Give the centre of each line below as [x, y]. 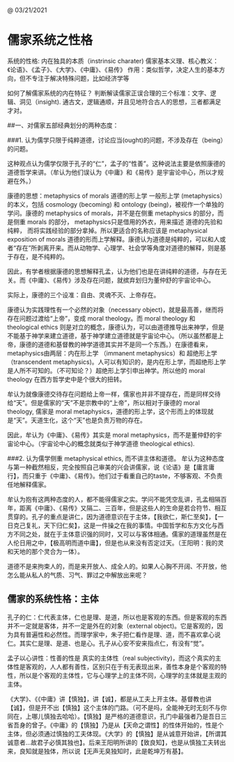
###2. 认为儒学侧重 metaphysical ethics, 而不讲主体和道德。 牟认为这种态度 [116, 458]
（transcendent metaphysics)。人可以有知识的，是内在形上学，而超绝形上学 [117, 362]
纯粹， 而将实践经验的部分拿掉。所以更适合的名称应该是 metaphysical [107, 230]
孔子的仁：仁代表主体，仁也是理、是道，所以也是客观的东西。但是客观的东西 [117, 617]
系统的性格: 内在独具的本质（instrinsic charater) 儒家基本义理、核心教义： [113, 61]
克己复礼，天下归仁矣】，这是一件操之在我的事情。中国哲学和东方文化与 [115, 525]
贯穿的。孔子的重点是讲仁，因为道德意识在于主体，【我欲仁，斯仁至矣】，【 [112, 516]
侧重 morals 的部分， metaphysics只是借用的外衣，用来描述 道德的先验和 [118, 221]
